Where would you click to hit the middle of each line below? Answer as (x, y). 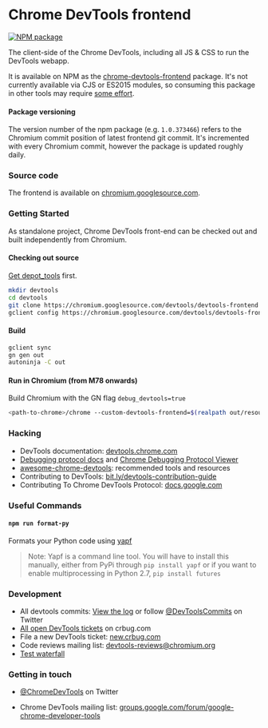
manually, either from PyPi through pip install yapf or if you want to (142, 564)
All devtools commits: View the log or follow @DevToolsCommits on (131, 611)
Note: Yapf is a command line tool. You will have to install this (128, 556)
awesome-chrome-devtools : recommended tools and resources (125, 467)
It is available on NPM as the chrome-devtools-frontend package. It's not (128, 76)
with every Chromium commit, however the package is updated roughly (126, 146)
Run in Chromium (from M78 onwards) (73, 380)
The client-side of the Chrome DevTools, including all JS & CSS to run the (129, 52)
